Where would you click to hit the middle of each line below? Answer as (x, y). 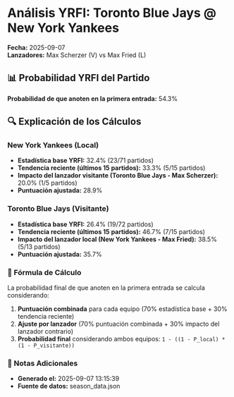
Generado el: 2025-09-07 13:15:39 (68, 379)
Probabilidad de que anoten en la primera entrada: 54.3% (93, 98)
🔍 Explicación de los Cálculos (74, 122)
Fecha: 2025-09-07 (36, 47)
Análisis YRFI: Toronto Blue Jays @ (112, 13)
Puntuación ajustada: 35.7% (60, 254)
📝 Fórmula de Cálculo (44, 272)
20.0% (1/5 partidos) (47, 183)
